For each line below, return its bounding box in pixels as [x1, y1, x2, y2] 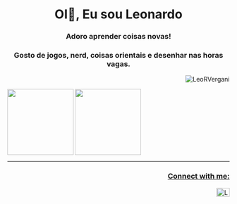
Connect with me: [167, 172, 230, 181]
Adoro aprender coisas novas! [66, 32, 171, 42]
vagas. [107, 59, 130, 69]
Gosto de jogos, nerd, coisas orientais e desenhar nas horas [13, 51, 224, 60]
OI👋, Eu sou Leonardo [54, 6, 183, 23]
